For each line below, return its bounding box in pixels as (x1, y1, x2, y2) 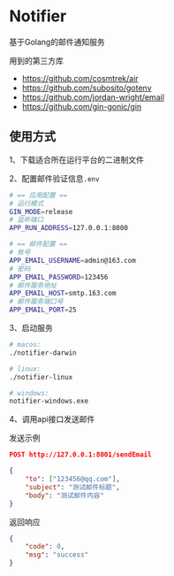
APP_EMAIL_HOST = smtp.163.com (9, 289, 117, 298)
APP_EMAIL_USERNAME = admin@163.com (9, 256, 137, 265)
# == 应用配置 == (9, 190, 68, 200)
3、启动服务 (9, 323, 53, 333)
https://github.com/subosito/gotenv (21, 82, 152, 93)
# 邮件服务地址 (9, 280, 57, 289)
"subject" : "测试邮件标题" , (25, 482, 121, 492)
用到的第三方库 (9, 55, 64, 65)
